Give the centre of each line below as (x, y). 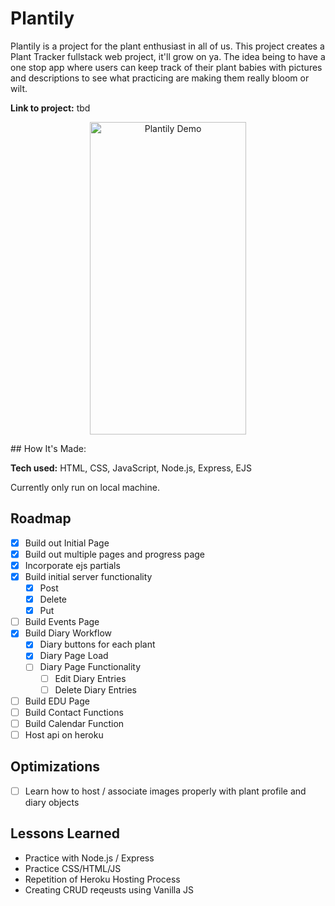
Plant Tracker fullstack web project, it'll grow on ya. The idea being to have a (168, 56)
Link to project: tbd (50, 108)
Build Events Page (62, 622)
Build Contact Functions (74, 712)
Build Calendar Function (74, 723)
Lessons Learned (65, 833)
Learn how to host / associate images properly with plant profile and (165, 791)
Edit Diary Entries (90, 678)
